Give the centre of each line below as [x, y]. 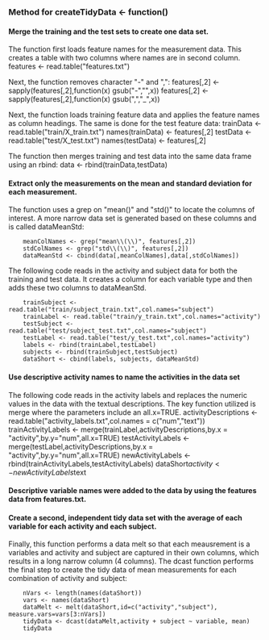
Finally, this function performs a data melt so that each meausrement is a [129, 544]
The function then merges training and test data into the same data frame [130, 157]
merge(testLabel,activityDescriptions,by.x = [81, 446]
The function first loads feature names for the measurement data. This [125, 49]
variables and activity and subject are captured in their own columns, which [134, 553]
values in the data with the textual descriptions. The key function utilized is [132, 404]
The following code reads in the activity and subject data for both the [123, 271]
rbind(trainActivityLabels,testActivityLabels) [81, 463]
